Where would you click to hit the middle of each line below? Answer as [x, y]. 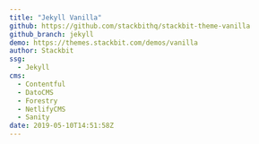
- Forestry [38, 101]
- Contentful [42, 84]
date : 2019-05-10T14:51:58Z [62, 126]
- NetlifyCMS [42, 109]
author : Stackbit [42, 51]
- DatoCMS [35, 92]
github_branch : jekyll [52, 34]
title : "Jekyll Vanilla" [56, 17]
